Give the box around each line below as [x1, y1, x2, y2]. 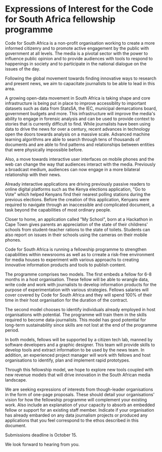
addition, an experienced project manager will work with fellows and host [5, 352, 151, 358]
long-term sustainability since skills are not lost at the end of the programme [5, 322, 157, 328]
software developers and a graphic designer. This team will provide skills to [5, 342, 155, 348]
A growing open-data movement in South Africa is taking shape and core [5, 95, 151, 101]
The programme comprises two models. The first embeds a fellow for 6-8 [5, 271, 152, 277]
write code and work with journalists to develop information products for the [5, 281, 157, 287]
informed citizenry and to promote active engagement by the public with [5, 45, 149, 51]
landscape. [5, 377, 28, 382]
